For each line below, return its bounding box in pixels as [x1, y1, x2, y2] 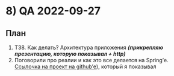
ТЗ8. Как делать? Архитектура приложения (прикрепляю [14, 44, 164, 51]
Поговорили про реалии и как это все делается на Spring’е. [14, 57, 169, 63]
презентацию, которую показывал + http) [14, 50, 126, 57]
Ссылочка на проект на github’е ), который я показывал [14, 63, 157, 70]
